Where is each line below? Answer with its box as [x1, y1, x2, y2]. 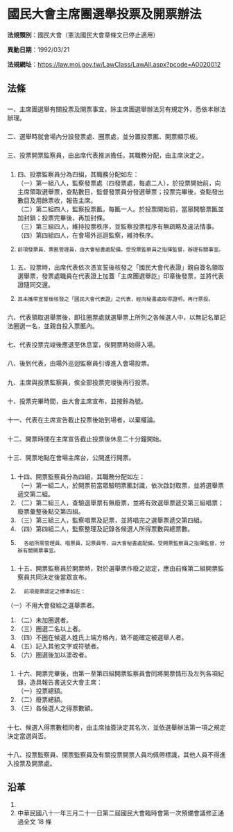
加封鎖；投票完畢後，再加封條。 [17, 213, 109, 222]
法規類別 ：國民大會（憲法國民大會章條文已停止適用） [7, 31, 159, 39]
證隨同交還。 [17, 281, 54, 289]
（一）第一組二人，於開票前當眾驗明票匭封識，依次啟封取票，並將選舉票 [17, 481, 224, 489]
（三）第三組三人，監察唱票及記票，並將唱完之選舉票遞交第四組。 [17, 516, 206, 524]
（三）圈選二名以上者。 [17, 624, 85, 633]
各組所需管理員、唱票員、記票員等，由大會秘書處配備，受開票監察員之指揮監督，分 [24, 539, 225, 546]
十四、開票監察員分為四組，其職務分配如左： [17, 472, 146, 480]
